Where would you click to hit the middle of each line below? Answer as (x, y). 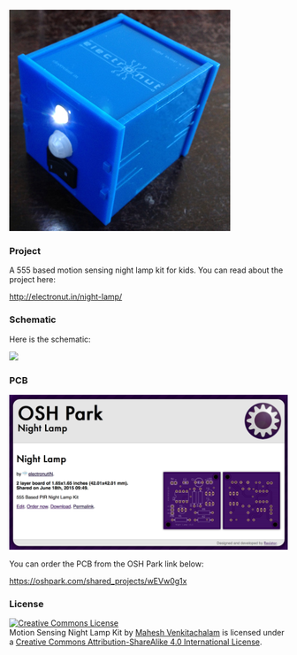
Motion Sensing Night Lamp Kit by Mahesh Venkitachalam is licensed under (147, 633)
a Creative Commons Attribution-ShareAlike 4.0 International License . (136, 642)
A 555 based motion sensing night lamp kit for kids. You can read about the (146, 270)
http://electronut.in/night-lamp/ (66, 297)
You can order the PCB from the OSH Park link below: (107, 564)
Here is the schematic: (50, 339)
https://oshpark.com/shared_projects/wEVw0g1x (98, 581)
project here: (32, 280)
